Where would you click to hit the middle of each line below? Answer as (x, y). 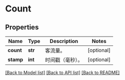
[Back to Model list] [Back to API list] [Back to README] (62, 72)
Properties (22, 27)
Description (64, 41)
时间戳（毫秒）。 (64, 60)
